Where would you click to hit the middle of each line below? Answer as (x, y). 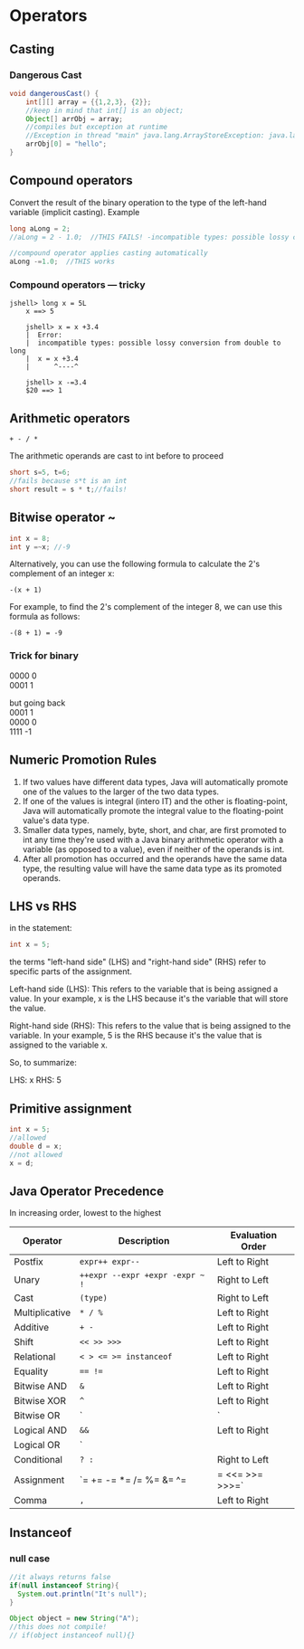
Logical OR (37, 1445)
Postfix (28, 1262)
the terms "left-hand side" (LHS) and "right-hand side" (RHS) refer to (138, 962)
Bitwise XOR (40, 1401)
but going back (38, 703)
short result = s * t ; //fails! (68, 489)
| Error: (44, 336)
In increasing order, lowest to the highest (85, 1213)
